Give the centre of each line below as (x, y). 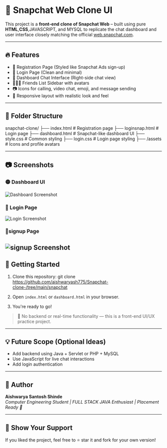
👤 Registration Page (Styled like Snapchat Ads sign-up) (69, 67)
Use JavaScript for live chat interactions (53, 359)
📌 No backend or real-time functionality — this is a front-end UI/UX (86, 316)
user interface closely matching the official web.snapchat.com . (70, 34)
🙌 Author (19, 384)
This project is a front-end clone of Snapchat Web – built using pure (76, 24)
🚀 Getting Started (33, 265)
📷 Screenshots (29, 165)
